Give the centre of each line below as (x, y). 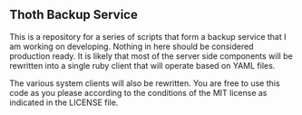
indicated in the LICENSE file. (64, 102)
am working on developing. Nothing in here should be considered (132, 46)
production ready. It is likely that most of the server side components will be (151, 56)
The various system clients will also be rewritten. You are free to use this (145, 83)
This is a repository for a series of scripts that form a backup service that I (148, 36)
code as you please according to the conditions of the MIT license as (138, 92)
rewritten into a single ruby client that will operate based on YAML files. (142, 65)
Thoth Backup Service (73, 15)
